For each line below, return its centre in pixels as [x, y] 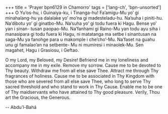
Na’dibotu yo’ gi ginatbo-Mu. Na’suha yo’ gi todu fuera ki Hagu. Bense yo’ [81, 23]
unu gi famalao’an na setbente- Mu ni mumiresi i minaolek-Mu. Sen [74, 45]
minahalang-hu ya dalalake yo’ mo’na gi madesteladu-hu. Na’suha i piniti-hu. [84, 18]
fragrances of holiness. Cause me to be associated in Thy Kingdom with [80, 76]
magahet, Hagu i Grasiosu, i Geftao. [42, 50]
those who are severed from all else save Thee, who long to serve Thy [78, 81]
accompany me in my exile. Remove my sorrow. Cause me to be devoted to [83, 65]
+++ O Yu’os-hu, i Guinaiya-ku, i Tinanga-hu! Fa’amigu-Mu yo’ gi [72, 13]
